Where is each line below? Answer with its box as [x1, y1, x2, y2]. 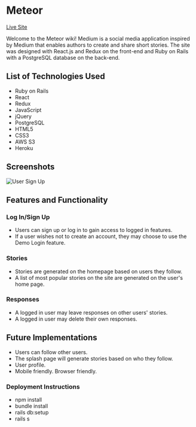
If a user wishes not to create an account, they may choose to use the [14, 233, 187, 240]
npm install [14, 396, 42, 403]
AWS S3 [14, 138, 36, 145]
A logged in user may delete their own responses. [14, 315, 137, 322]
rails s [14, 415, 30, 422]
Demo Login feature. [14, 239, 66, 246]
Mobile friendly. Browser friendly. [14, 367, 97, 374]
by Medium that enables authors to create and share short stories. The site [6, 41, 190, 48]
